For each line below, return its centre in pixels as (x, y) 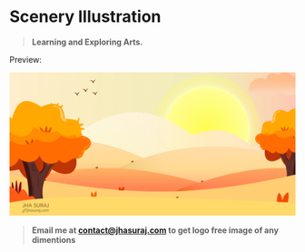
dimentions (54, 239)
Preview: (26, 59)
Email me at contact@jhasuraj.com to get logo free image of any (155, 230)
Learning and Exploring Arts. (87, 42)
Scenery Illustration (85, 17)
